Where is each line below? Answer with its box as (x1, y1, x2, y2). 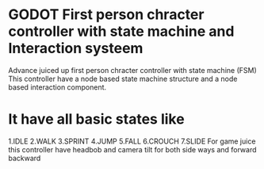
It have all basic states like (8, 110, 185, 129)
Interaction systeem (8, 40, 143, 57)
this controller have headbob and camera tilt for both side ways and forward (8, 144, 257, 154)
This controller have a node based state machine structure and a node (8, 74, 238, 83)
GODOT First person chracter (8, 6, 205, 24)
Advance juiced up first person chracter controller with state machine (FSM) (8, 65, 257, 75)
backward (8, 153, 41, 163)
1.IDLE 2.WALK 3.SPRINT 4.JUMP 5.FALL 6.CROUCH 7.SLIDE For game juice (8, 136, 256, 146)
